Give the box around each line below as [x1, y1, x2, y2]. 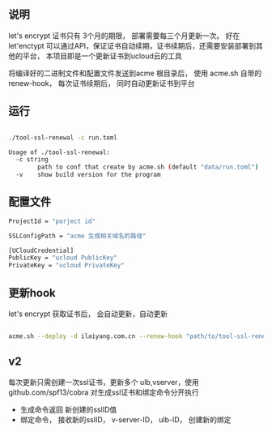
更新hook [8, 286, 57, 300]
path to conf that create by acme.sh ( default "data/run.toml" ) [37, 163, 259, 172]
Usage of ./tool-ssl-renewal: [8, 148, 111, 156]
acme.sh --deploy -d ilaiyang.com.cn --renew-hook [8, 332, 183, 340]
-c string [15, 156, 49, 164]
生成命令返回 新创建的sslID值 [19, 404, 117, 414]
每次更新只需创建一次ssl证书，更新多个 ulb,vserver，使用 [8, 377, 200, 387]
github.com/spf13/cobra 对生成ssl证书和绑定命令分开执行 [8, 387, 200, 397]
